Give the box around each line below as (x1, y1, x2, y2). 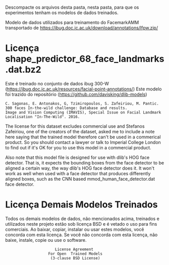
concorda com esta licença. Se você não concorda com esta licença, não (5, 232, 158, 238)
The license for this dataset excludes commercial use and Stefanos (5, 123, 145, 129)
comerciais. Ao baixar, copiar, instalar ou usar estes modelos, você (5, 226, 144, 232)
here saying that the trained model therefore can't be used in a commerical (5, 134, 161, 140)
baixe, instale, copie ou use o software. (5, 237, 87, 243)
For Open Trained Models (48, 251, 102, 256)
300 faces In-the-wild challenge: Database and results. (5, 105, 128, 111)
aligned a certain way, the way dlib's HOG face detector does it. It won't (5, 165, 155, 171)
